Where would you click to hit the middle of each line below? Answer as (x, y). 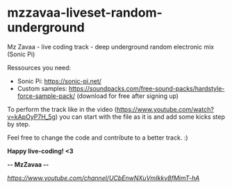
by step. (19, 124)
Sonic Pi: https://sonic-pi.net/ (59, 81)
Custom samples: (42, 88)
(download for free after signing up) (127, 96)
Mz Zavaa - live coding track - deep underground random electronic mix (110, 47)
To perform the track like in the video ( (62, 109)
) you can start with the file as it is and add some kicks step (140, 117)
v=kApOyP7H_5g (32, 117)
